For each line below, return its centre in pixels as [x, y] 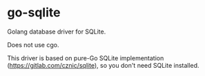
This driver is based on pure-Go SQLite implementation [86, 58]
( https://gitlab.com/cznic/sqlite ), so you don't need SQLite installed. [103, 65]
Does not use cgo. [33, 45]
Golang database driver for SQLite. [57, 31]
